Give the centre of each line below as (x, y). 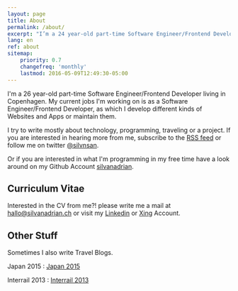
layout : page (27, 14)
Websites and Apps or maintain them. (62, 116)
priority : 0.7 (41, 60)
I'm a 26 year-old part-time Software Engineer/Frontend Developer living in (117, 94)
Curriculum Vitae (46, 188)
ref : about (23, 47)
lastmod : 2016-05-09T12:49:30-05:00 (74, 73)
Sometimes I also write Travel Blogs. (60, 253)
